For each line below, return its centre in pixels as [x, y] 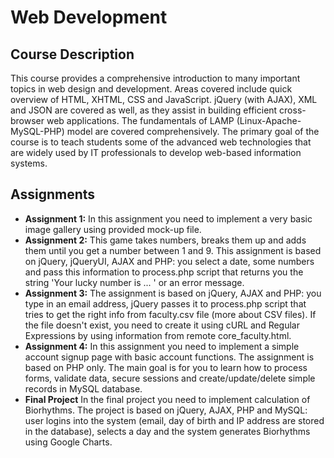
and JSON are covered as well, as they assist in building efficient [144, 110]
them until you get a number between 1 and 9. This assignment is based [173, 250]
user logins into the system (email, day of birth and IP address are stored [174, 420]
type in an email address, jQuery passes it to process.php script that [165, 303]
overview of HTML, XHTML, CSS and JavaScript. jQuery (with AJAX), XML [164, 99]
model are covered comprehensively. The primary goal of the [193, 131]
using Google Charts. [68, 442]
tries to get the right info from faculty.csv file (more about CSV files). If [170, 314]
